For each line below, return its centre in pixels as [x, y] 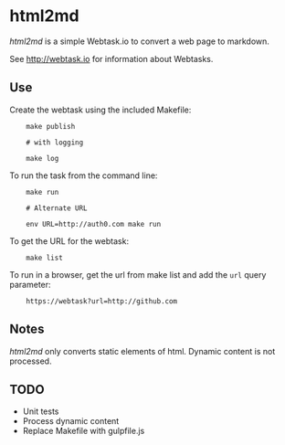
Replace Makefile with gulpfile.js [84, 431]
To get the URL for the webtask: [69, 241]
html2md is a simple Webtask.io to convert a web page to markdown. [139, 41]
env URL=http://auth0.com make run [94, 224]
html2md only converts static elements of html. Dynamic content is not [142, 351]
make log [42, 158]
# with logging [55, 143]
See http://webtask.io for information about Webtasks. [111, 58]
